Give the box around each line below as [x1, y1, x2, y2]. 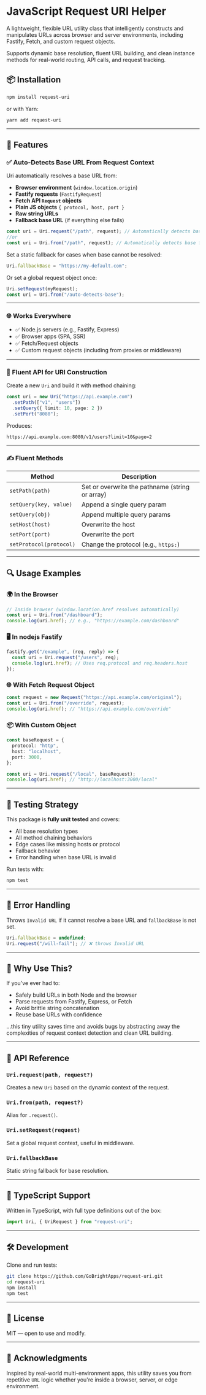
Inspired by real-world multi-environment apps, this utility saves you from [6, 1369, 192, 1377]
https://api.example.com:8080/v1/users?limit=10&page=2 [6, 434, 152, 440]
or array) [81, 490, 107, 498]
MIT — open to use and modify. [6, 1329, 86, 1337]
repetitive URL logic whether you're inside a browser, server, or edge [6, 1376, 178, 1383]
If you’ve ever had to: [6, 980, 60, 987]
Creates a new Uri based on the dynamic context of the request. [6, 1084, 170, 1091]
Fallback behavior [15, 847, 61, 854]
